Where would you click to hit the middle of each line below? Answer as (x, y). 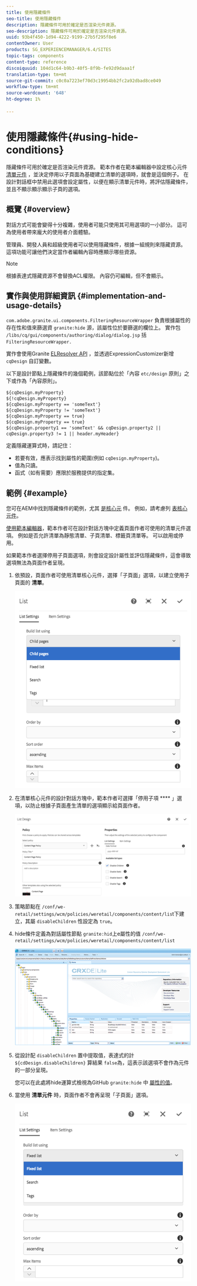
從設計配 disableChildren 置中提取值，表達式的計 (74, 1056)
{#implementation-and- (121, 296)
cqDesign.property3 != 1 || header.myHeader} (62, 434)
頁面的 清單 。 (31, 582)
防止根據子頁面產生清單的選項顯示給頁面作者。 (87, 806)
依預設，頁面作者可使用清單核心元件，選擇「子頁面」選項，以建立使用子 (102, 575)
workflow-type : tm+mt (33, 87)
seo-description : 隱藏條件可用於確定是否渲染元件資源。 (68, 31)
